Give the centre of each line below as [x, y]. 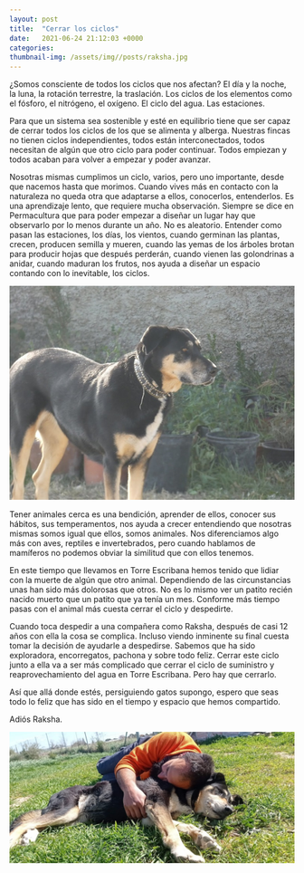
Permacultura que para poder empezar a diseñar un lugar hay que [133, 216]
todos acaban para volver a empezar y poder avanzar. [110, 159]
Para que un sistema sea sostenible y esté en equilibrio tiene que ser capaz [150, 121]
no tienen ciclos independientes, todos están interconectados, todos [137, 140]
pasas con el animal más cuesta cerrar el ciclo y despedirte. [121, 609]
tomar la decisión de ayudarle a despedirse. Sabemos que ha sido [133, 646]
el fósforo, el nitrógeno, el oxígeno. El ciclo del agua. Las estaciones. [137, 103]
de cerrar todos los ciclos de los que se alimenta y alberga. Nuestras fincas [150, 130]
